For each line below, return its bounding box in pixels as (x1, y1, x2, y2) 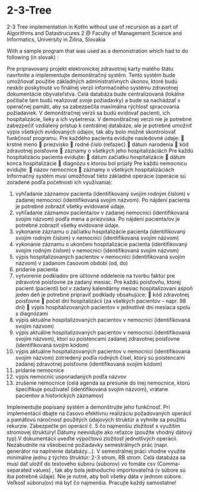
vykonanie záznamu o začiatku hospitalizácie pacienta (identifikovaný (15, 228, 186, 235)
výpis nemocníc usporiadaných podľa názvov (15, 373, 127, 380)
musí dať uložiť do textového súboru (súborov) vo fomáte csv (7, 460, 156, 467)
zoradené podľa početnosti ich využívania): (7, 179, 113, 186)
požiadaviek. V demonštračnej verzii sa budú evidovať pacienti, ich (7, 109, 171, 116)
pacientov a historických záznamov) (15, 392, 104, 399)
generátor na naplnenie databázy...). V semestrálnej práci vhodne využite (7, 447, 186, 455)
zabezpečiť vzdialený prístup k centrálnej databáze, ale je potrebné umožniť (7, 122, 192, 129)
